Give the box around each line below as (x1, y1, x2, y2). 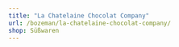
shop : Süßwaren (8, 26, 60, 34)
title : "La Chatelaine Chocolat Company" (8, 11, 150, 20)
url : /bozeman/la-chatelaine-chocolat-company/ (8, 19, 172, 27)
